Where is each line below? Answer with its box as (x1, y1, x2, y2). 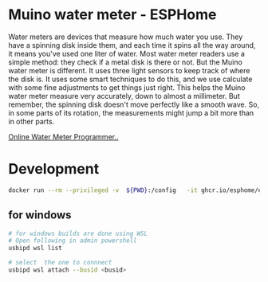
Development (8, 160, 100, 178)
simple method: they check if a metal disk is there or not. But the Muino (8, 57, 243, 67)
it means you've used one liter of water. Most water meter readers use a (8, 49, 246, 58)
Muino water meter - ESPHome (8, 6, 217, 24)
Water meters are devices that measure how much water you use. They (8, 32, 243, 41)
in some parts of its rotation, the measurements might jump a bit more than (8, 108, 254, 117)
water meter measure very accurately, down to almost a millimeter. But (8, 91, 241, 100)
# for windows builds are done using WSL (8, 229, 148, 237)
